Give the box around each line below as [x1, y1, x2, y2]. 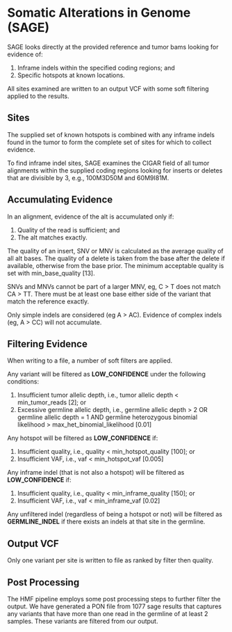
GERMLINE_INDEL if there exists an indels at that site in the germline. [7, 517, 206, 526]
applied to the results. [7, 92, 69, 100]
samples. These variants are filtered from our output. [7, 617, 158, 625]
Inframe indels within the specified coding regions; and [17, 63, 175, 72]
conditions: [7, 377, 40, 386]
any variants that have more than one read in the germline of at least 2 [7, 610, 208, 617]
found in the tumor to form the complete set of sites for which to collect [7, 138, 212, 146]
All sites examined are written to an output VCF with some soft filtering [7, 84, 209, 93]
